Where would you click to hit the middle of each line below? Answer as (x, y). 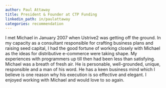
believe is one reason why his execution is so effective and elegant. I (76, 75)
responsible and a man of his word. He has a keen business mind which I (80, 70)
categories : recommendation (34, 24)
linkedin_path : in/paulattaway (38, 19)
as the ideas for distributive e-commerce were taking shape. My (71, 54)
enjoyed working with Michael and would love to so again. (65, 80)
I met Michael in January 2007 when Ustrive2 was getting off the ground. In (83, 38)
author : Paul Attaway (28, 10)
